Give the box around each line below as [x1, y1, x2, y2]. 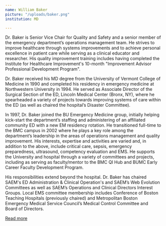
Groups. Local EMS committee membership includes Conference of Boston [5, 190, 159, 196]
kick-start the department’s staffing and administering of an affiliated [5, 117, 146, 123]
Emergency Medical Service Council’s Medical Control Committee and [5, 201, 149, 207]
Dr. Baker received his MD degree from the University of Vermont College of [5, 75, 161, 82]
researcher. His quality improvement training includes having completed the [5, 56, 160, 62]
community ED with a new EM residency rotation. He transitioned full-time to [5, 122, 162, 128]
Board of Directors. [5, 206, 44, 212]
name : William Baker [5, 7, 48, 12]
